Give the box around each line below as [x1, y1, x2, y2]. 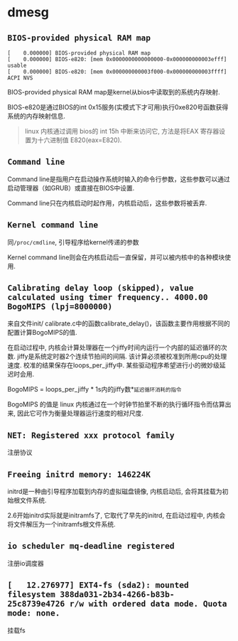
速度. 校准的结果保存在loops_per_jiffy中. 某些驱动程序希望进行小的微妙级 [7, 361, 220, 370]
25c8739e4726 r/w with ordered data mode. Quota [7, 598, 227, 609]
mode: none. [7, 608, 60, 618]
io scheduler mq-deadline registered [7, 541, 175, 551]
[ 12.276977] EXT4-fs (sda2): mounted [7, 580, 190, 591]
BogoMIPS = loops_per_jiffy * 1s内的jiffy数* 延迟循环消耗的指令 [7, 385, 182, 394]
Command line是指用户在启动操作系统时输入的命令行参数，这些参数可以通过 [7, 175, 231, 183]
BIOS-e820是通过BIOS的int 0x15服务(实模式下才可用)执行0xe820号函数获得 [7, 103, 229, 111]
